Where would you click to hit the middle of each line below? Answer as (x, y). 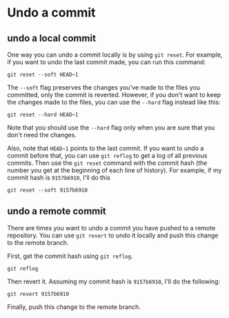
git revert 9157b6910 (38, 294)
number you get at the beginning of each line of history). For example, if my (114, 170)
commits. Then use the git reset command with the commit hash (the (107, 163)
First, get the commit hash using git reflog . (70, 256)
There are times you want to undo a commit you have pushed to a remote (111, 228)
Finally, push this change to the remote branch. (74, 307)
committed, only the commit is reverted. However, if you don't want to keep (114, 95)
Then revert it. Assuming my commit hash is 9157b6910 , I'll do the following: (114, 281)
